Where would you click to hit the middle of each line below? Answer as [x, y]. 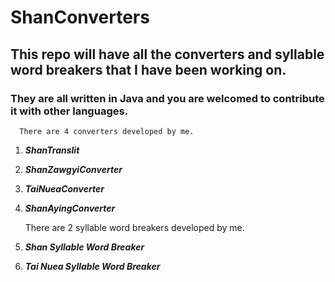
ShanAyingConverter [70, 208]
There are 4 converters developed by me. [107, 131]
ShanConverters [80, 17]
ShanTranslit [52, 150]
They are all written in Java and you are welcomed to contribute [167, 98]
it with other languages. [69, 111]
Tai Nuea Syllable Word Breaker [92, 266]
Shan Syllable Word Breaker [84, 247]
